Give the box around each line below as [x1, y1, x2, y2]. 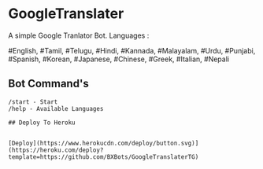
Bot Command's [8, 77, 89, 90]
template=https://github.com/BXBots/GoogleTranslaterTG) [8, 152, 199, 161]
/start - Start [8, 97, 58, 106]
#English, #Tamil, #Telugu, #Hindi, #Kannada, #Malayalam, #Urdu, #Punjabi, [8, 46, 256, 55]
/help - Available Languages [8, 105, 104, 112]
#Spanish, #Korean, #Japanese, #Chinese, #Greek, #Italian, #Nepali [8, 54, 230, 64]
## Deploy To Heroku [8, 119, 76, 127]
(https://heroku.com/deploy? [8, 146, 104, 154]
